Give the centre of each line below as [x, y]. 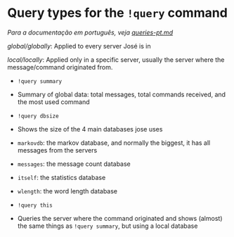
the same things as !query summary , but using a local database [108, 226]
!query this [35, 205]
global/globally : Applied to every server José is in [79, 46]
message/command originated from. [60, 67]
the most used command [53, 102]
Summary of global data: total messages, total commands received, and [122, 94]
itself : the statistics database [61, 177]
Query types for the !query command [118, 13]
